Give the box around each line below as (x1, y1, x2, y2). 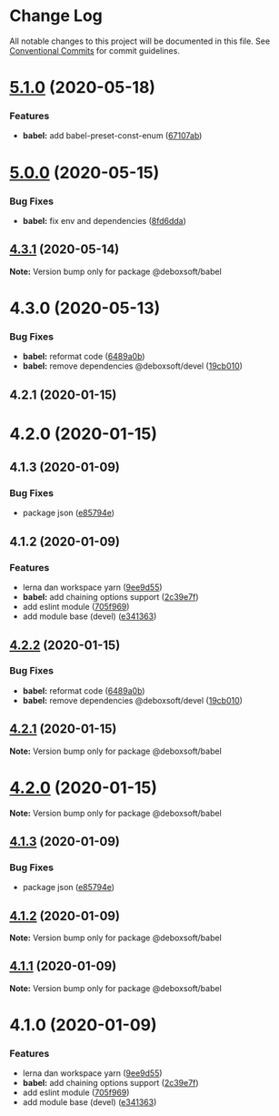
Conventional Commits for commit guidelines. (9, 45, 180, 56)
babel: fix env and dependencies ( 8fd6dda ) (22, 215, 186, 226)
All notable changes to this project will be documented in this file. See (9, 36, 271, 46)
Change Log (9, 5, 103, 26)
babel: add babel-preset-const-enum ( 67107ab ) (22, 130, 203, 141)
